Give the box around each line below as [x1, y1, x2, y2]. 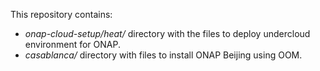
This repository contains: [10, 9, 113, 20]
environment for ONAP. [24, 39, 121, 50]
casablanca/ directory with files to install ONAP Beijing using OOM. [24, 49, 303, 61]
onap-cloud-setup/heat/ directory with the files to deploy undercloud [24, 28, 311, 39]
